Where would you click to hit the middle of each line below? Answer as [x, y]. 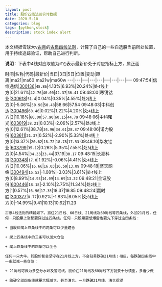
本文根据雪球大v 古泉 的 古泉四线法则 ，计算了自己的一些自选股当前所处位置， [81, 47]
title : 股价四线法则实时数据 [31, 14]
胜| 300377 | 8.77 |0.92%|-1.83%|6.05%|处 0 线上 [52, 196]
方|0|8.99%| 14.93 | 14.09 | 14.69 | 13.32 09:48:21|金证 [56, 178]
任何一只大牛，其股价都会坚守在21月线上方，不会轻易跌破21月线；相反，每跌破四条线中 [81, 256]
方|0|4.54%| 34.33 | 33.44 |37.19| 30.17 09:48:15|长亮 [55, 154]
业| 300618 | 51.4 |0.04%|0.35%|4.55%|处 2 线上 [51, 98]
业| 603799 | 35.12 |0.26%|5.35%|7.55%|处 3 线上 [52, 147]
